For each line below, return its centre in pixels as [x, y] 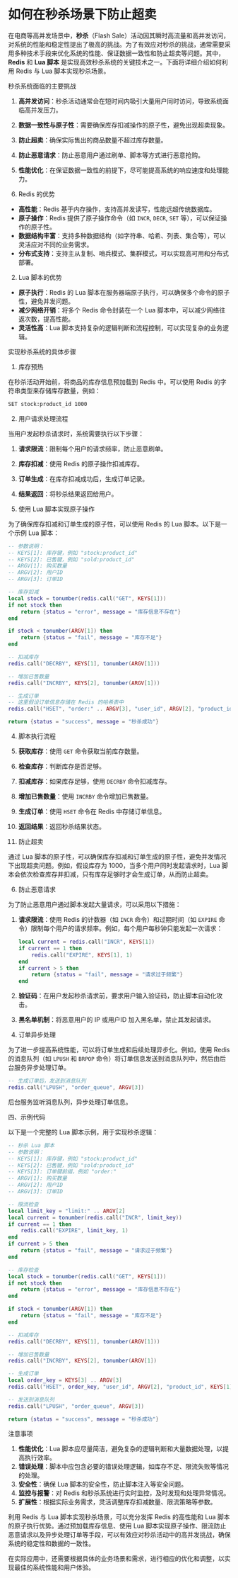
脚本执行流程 [37, 736]
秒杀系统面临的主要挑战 [42, 86]
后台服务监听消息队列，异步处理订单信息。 [70, 1102]
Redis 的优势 [37, 194]
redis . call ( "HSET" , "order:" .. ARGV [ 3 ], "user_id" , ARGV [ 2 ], [101, 709]
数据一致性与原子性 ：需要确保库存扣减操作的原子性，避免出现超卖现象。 [123, 125]
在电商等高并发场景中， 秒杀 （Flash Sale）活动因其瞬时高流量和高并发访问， [119, 35]
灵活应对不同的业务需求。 [55, 244]
